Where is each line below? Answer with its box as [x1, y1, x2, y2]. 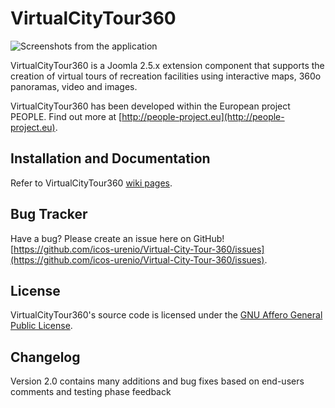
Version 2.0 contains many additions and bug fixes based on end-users [10, 375, 305, 387]
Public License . [10, 320, 73, 332]
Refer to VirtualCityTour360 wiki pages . [10, 177, 173, 189]
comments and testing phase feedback [10, 386, 172, 398]
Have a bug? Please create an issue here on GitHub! [10, 232, 225, 244]
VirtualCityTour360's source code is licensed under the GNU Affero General [10, 309, 323, 321]
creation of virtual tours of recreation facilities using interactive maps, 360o [10, 70, 322, 82]
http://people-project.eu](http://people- [121, 110, 285, 122]
